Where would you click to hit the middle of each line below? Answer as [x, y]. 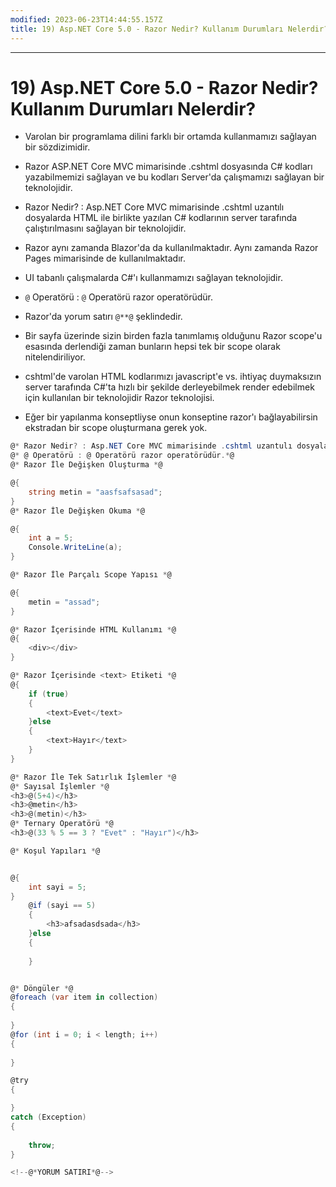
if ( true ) [49, 694]
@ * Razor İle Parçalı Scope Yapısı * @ [91, 575]
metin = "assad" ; [64, 602]
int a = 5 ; [51, 538]
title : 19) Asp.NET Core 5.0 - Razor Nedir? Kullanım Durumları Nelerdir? [169, 29]
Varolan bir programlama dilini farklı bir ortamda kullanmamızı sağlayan [170, 137]
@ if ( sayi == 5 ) [62, 906]
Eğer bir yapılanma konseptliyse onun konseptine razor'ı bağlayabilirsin [171, 417]
